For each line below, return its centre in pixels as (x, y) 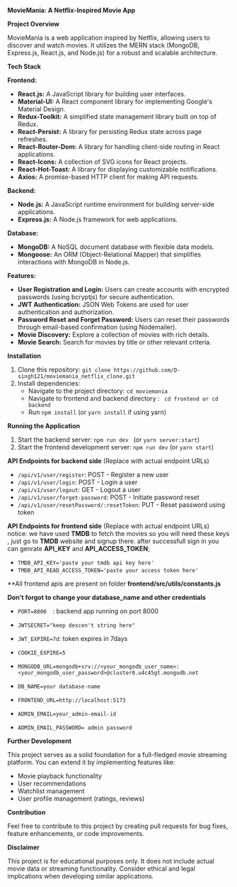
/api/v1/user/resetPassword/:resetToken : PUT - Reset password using (121, 505)
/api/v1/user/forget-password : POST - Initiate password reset (108, 497)
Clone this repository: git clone (64, 369)
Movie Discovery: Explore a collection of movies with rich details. (114, 335)
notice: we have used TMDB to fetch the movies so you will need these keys (118, 534)
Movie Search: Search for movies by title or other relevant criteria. (115, 342)
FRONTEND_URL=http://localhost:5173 (71, 701)
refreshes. (33, 139)
